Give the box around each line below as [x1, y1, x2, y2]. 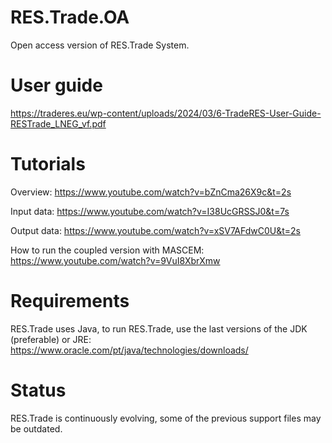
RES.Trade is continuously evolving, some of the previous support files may [10, 412, 322, 424]
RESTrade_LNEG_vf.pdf [10, 117, 107, 130]
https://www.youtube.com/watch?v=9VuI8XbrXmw [10, 254, 221, 266]
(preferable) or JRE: [10, 333, 92, 345]
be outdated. [10, 422, 63, 435]
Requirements [10, 290, 130, 312]
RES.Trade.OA [10, 6, 130, 29]
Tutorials [10, 153, 86, 176]
